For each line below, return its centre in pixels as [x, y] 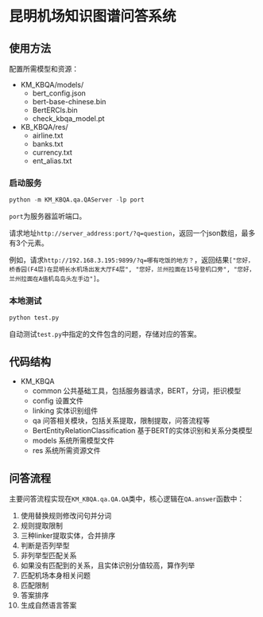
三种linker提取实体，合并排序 [68, 535]
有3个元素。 [29, 243]
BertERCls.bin [55, 110]
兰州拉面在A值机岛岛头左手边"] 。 [56, 279]
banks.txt [48, 144]
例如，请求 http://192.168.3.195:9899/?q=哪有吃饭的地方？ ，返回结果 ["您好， [131, 260]
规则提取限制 [41, 525]
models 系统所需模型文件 [73, 441]
